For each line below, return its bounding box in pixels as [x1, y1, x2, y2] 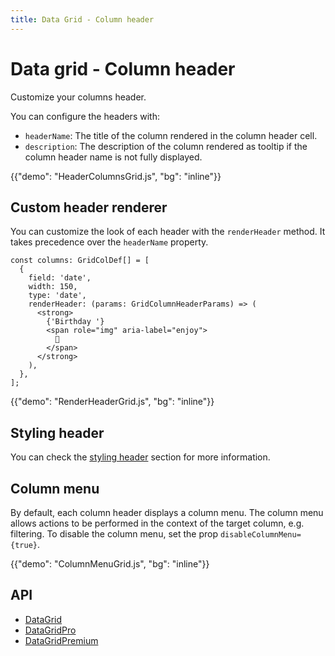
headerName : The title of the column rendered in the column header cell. [24, 129, 318, 141]
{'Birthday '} [46, 317, 105, 327]
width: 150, [28, 282, 78, 292]
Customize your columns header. [10, 91, 147, 103]
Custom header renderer [10, 199, 168, 216]
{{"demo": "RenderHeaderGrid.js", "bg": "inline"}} [10, 396, 215, 408]
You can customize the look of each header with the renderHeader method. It [10, 226, 326, 238]
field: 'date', [28, 273, 92, 283]
